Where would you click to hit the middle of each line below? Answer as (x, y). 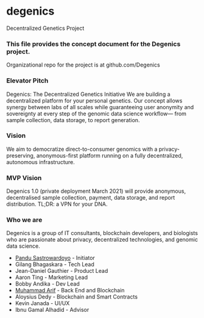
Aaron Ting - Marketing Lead (51, 277)
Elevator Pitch (27, 81)
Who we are (24, 220)
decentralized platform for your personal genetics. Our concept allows (94, 100)
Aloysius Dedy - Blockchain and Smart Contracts (76, 297)
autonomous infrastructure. (40, 162)
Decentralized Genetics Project (45, 28)
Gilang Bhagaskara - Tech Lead (55, 264)
